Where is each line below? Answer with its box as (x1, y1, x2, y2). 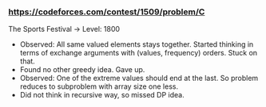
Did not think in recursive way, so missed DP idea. (19, 90, 185, 100)
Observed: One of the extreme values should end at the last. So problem (19, 74, 259, 83)
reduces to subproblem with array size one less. (19, 82, 178, 91)
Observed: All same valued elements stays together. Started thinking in (19, 40, 254, 49)
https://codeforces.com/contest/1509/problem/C (8, 6, 205, 17)
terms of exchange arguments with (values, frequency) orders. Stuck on (19, 48, 258, 58)
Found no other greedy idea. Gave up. (19, 65, 145, 75)
